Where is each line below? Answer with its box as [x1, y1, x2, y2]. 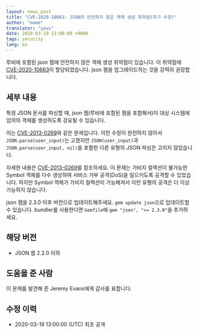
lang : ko [6, 42, 28, 48]
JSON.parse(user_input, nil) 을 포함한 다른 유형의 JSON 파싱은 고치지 [6, 144, 173, 151]
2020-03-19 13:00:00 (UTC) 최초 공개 [14, 321, 105, 328]
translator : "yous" [6, 25, 54, 31]
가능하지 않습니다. [6, 186, 48, 193]
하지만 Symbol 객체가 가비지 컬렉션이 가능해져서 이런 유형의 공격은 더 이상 [18, 179, 190, 186]
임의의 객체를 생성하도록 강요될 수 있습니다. [6, 117, 106, 124]
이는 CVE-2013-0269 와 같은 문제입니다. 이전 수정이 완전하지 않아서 [6, 129, 163, 136]
